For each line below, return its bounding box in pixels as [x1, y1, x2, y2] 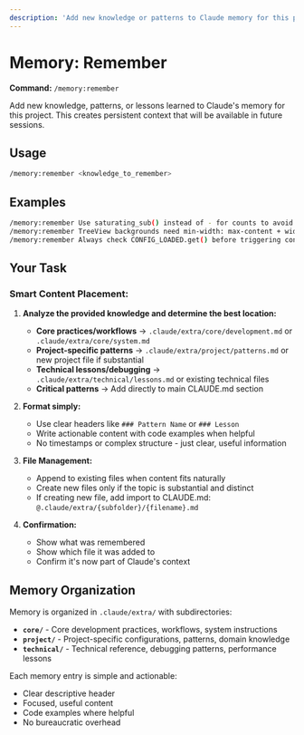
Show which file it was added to [35, 546, 156, 557]
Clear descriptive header [22, 688, 116, 699]
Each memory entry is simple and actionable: [9, 671, 178, 682]
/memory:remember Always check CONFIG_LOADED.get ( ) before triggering [9, 235, 281, 245]
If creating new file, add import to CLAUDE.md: [35, 492, 211, 503]
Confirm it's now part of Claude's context [35, 556, 191, 567]
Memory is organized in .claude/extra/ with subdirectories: [9, 606, 233, 617]
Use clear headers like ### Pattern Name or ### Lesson [35, 419, 240, 430]
